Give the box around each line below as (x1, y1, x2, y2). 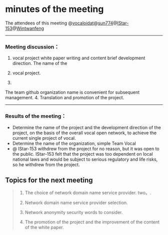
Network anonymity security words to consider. (24, 210, 123, 216)
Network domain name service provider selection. (24, 200, 128, 206)
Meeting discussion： (5, 43, 59, 50)
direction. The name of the (12, 60, 67, 66)
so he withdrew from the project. (12, 161, 80, 168)
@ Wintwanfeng (12, 25, 44, 31)
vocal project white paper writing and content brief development (12, 55, 145, 61)
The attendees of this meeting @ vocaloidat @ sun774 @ (5, 20, 117, 26)
